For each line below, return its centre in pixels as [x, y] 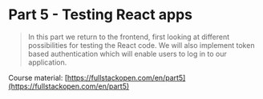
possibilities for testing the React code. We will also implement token [141, 45]
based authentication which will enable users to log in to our [127, 53]
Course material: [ [38, 77]
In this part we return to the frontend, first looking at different [129, 37]
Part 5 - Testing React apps [100, 15]
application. [47, 62]
